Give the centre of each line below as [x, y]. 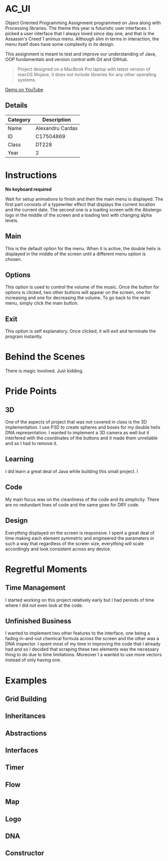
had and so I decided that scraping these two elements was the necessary [82, 649]
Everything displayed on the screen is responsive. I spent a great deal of [80, 533]
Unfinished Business [38, 621]
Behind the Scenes [45, 357]
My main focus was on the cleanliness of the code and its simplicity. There [82, 499]
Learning [20, 459]
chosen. [14, 259]
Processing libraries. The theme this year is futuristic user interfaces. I [78, 28]
